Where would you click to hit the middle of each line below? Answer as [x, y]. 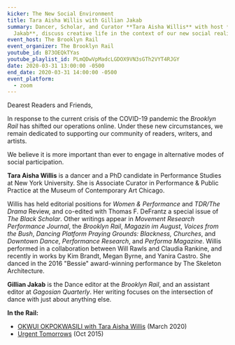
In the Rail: [23, 313]
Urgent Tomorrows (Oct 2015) [60, 334]
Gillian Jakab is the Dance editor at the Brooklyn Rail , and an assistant [108, 285]
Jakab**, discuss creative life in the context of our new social [112, 33]
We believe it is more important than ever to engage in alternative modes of [116, 155]
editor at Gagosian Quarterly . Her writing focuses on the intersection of [110, 292]
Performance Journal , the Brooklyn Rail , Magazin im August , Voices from [113, 226]
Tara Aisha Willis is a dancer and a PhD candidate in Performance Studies [114, 176]
